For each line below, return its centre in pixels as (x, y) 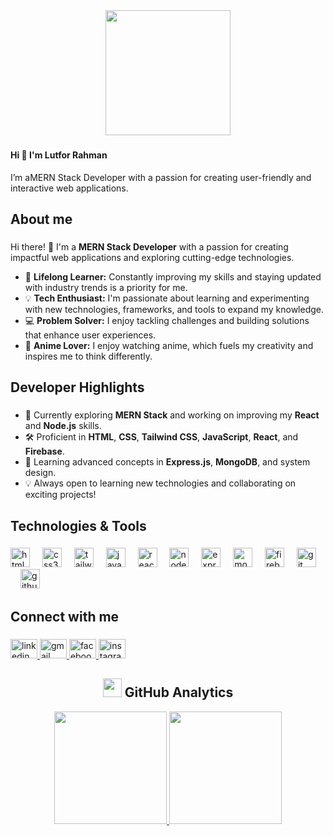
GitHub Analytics (179, 692)
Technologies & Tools (78, 525)
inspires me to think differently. (88, 356)
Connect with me (65, 616)
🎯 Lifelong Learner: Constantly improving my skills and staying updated (173, 276)
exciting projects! (60, 495)
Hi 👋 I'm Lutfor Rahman (59, 155)
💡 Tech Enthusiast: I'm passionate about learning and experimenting (167, 298)
